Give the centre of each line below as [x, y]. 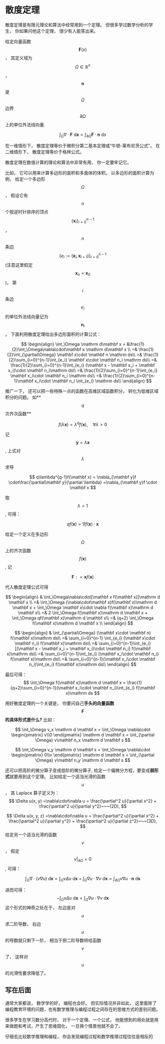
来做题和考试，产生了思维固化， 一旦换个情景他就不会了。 [64, 1026]
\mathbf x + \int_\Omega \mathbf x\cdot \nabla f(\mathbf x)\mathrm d [83, 608]
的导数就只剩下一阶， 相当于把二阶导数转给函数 [53, 940]
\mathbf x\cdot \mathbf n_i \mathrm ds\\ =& [113, 360]
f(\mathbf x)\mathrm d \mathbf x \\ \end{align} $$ [83, 623]
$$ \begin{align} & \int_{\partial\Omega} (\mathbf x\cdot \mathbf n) [83, 633]
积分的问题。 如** [23, 397]
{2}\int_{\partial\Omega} [32, 355]
